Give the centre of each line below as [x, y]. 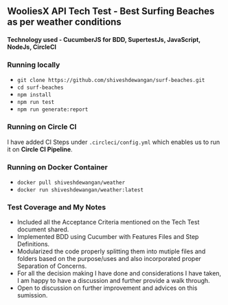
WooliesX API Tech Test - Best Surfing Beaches [111, 11]
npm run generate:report [53, 109]
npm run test [36, 103]
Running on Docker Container [58, 167]
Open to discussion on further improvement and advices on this [107, 288]
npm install [34, 95]
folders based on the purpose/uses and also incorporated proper [109, 259]
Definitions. [33, 244]
